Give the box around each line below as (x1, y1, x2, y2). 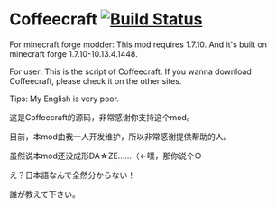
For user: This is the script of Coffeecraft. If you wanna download (9, 66, 253, 77)
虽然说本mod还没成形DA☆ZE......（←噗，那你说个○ (9, 150, 202, 161)
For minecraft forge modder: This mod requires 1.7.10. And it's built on (9, 39, 268, 50)
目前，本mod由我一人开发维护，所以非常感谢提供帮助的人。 (9, 131, 232, 142)
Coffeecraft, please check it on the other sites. (9, 75, 182, 86)
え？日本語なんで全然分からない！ (9, 169, 136, 180)
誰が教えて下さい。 (9, 188, 81, 199)
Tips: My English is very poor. (9, 93, 120, 104)
